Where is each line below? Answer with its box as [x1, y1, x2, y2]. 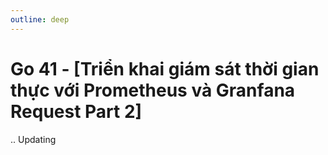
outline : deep [10, 14, 70, 25]
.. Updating [10, 133, 57, 145]
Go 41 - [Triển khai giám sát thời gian [10, 57, 320, 80]
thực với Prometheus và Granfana [10, 79, 296, 101]
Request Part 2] [10, 100, 143, 123]
